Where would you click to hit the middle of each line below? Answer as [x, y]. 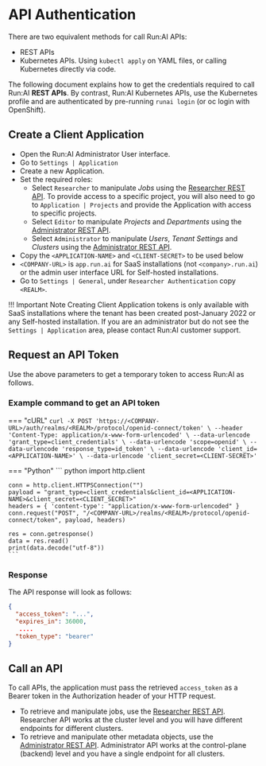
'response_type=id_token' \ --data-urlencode [138, 449]
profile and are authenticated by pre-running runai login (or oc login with [129, 101]
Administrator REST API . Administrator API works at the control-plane [133, 745]
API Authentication [72, 15]
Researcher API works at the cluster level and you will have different [131, 720]
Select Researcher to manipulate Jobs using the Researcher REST [139, 188]
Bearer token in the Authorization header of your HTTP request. [112, 696]
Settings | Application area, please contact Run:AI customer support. [125, 330]
